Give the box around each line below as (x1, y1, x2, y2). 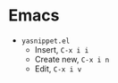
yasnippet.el (21, 37, 71, 46)
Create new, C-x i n (34, 54, 110, 64)
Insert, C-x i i (34, 44, 89, 54)
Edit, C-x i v (34, 63, 82, 74)
